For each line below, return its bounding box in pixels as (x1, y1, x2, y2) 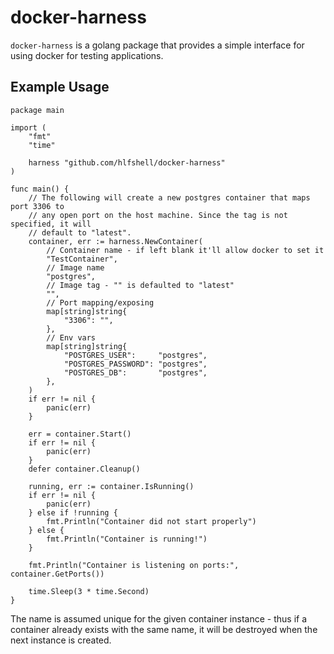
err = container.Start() (28, 429, 132, 439)
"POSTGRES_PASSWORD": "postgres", (63, 359, 208, 369)
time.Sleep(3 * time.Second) (28, 586, 150, 596)
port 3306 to (10, 201, 65, 211)
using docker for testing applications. (10, 49, 164, 61)
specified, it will (10, 219, 92, 229)
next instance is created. (10, 634, 112, 646)
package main (10, 105, 65, 115)
